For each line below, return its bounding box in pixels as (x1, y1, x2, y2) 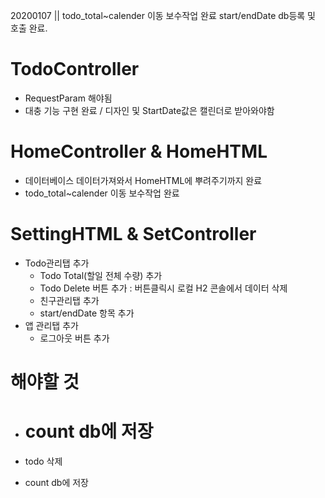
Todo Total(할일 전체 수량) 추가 (39, 269, 163, 281)
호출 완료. (10, 22, 48, 34)
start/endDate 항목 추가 (39, 307, 135, 319)
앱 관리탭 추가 (24, 319, 79, 331)
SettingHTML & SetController (10, 223, 257, 246)
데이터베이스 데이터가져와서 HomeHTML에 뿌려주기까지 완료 (24, 174, 263, 186)
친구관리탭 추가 (39, 294, 100, 306)
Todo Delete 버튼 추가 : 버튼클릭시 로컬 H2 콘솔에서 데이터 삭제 (39, 282, 288, 294)
